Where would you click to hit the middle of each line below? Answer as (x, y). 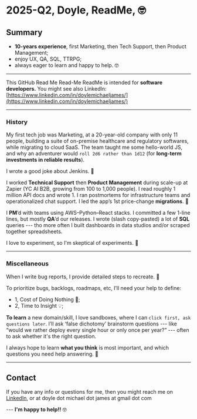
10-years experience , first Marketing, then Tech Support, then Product (100, 46)
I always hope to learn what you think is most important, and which (87, 347)
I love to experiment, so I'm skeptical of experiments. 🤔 (72, 243)
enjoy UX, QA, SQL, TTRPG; (48, 59)
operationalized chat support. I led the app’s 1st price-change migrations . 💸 (97, 201)
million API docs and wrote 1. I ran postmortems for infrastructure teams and (98, 195)
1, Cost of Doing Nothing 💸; (47, 299)
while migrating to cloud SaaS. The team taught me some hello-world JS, (94, 147)
